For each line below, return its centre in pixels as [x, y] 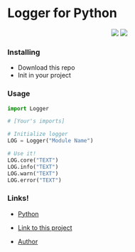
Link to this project [45, 227]
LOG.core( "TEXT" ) [33, 160]
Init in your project [44, 75]
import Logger [28, 108]
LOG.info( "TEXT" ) [33, 167]
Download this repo [46, 68]
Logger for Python [62, 13]
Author [28, 241]
